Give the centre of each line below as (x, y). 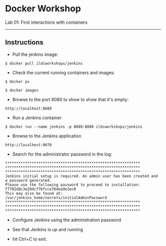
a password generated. (28, 180)
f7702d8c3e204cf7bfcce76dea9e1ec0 (41, 189)
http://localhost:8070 (28, 145)
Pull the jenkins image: (35, 54)
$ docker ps (17, 82)
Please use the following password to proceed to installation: (73, 185)
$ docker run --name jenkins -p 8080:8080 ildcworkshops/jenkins (74, 126)
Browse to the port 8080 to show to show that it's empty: (70, 99)
